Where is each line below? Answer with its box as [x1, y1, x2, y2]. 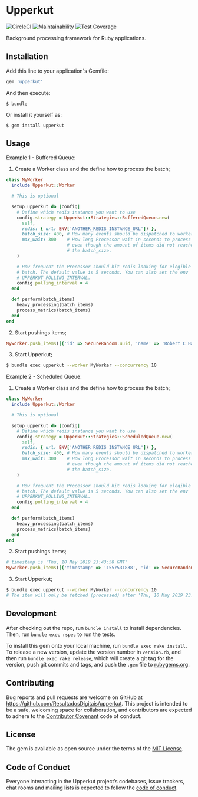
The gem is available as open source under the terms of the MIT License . [6, 745, 184, 752]
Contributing [6, 678, 54, 688]
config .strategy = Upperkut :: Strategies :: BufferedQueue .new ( [16, 215, 170, 221]
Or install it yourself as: [6, 111, 62, 118]
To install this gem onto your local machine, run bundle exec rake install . [6, 642, 187, 649]
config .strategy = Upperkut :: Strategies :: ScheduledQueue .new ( [16, 434, 173, 440]
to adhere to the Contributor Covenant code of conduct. [6, 712, 142, 720]
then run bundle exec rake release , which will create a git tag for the [6, 654, 174, 661]
